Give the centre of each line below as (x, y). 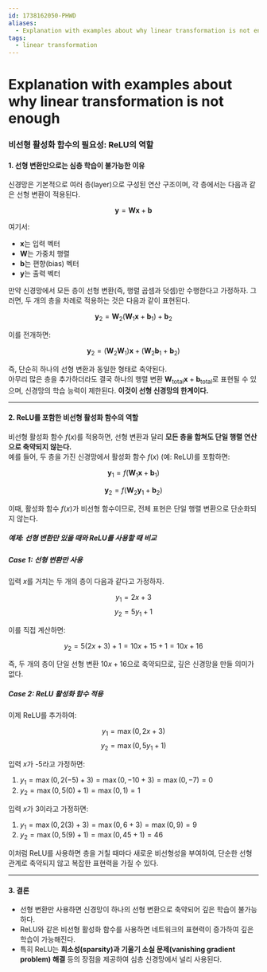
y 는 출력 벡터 (40, 274)
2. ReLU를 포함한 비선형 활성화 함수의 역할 (74, 417)
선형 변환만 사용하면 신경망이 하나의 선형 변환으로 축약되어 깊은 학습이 (128, 910)
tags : (17, 38)
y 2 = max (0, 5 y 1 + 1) (133, 747)
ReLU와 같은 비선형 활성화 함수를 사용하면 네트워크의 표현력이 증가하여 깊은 (137, 930)
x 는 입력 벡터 (40, 244)
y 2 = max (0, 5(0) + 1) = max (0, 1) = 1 (80, 791)
